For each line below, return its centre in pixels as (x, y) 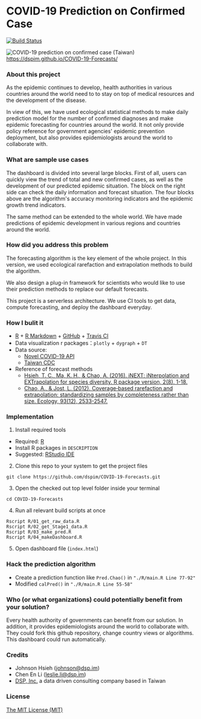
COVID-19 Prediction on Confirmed (96, 11)
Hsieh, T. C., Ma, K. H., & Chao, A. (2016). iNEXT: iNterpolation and (107, 376)
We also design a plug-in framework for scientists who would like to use (96, 282)
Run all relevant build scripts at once (60, 510)
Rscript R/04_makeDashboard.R (44, 537)
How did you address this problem (57, 245)
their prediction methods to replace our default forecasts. (78, 289)
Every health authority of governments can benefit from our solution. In (95, 620)
